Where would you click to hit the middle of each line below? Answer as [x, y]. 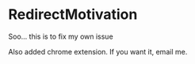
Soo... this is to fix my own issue [61, 36]
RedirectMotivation [73, 15]
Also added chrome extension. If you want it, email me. [98, 51]
